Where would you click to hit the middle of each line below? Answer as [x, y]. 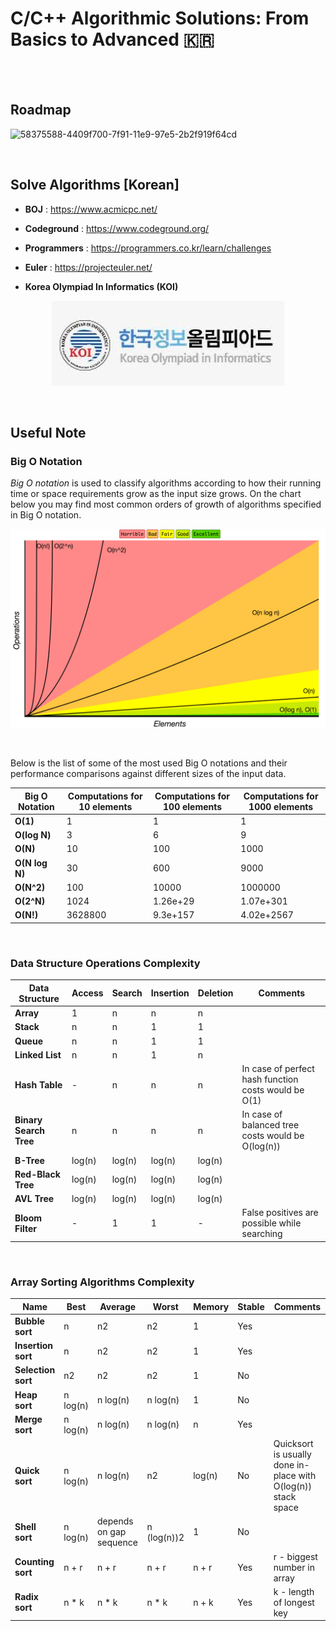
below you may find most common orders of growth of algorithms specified [166, 504]
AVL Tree [34, 1198]
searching [262, 1234]
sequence [117, 1543]
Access [87, 993]
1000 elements [281, 806]
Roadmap [41, 110]
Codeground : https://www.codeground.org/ [117, 228]
